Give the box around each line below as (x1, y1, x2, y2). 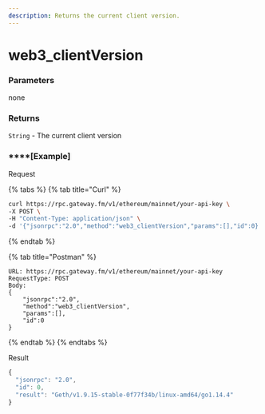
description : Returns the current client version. (8, 11, 180, 20)
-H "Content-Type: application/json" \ (8, 215, 141, 223)
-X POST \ (8, 207, 42, 216)
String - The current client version (8, 131, 122, 141)
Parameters (8, 74, 54, 86)
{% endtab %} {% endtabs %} (8, 337, 108, 348)
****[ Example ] (8, 151, 71, 162)
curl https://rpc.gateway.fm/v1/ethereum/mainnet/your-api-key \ (8, 200, 230, 208)
